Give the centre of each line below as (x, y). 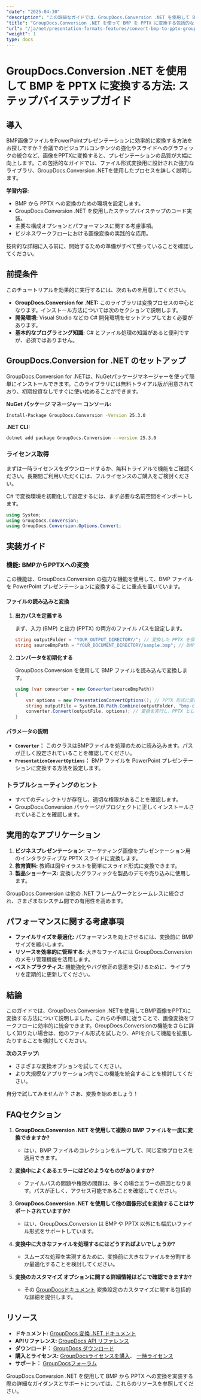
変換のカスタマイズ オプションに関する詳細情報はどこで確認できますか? (103, 1277)
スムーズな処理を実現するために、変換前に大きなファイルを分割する (107, 1256)
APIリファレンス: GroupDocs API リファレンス (72, 1341)
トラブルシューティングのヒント (52, 785)
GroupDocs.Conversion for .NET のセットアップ (96, 361)
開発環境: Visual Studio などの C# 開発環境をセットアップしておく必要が (104, 318)
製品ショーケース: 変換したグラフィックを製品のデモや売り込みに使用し (103, 873)
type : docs (20, 40)
